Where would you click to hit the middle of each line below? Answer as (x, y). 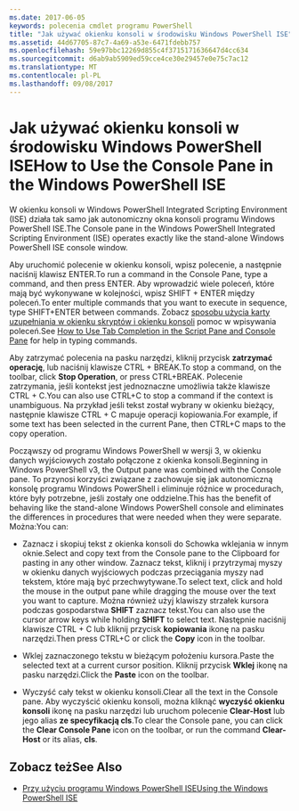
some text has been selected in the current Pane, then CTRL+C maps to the (148, 423)
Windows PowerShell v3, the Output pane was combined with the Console (145, 470)
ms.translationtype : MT (53, 68)
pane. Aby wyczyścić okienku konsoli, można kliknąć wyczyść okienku (153, 701)
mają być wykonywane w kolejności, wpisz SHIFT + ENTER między (132, 293)
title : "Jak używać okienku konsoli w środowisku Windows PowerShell (141, 34)
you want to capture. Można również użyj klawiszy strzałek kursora (145, 600)
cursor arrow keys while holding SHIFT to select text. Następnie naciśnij (154, 619)
